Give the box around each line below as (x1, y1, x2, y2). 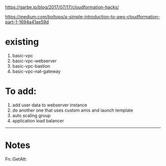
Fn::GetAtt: (5, 156, 27, 162)
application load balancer (12, 118, 64, 124)
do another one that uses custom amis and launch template (12, 107, 133, 113)
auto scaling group (12, 112, 51, 118)
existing (5, 37, 39, 47)
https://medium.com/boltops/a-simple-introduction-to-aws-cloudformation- (5, 14, 161, 19)
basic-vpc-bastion (12, 63, 50, 69)
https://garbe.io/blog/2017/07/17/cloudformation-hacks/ (5, 4, 120, 10)
